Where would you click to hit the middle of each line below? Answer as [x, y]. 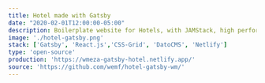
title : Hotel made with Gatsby [60, 15]
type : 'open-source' [42, 52]
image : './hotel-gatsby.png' [56, 38]
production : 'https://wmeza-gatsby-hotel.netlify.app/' [102, 60]
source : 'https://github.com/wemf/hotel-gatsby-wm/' [97, 67]
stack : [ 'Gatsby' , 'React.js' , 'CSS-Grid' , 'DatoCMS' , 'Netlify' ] [118, 45]
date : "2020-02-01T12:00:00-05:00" [67, 23]
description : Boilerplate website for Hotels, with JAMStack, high [121, 30]
